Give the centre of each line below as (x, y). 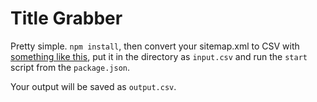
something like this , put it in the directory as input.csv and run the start (159, 56)
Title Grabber (66, 18)
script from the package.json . (70, 67)
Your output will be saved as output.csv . (93, 86)
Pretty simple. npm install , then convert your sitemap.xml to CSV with (155, 46)
